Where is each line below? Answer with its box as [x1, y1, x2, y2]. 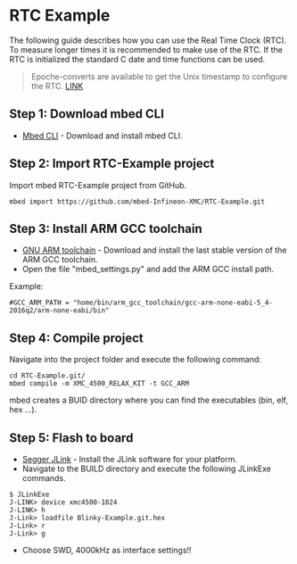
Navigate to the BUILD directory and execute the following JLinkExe [21, 463, 272, 474]
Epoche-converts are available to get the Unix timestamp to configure [30, 70, 288, 81]
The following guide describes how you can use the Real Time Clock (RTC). [9, 35, 287, 46]
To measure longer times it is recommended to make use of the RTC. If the [9, 44, 283, 54]
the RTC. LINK [30, 80, 84, 91]
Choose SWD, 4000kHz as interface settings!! [21, 545, 192, 555]
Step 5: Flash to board [9, 430, 134, 445]
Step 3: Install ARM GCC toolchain [9, 220, 202, 236]
